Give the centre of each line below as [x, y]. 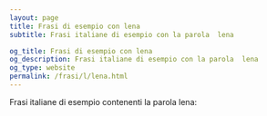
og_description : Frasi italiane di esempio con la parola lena [134, 60]
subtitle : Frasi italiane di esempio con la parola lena [122, 34]
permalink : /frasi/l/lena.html [69, 77]
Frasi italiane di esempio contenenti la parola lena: [103, 101]
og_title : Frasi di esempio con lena [81, 51]
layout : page [34, 18]
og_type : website [42, 68]
